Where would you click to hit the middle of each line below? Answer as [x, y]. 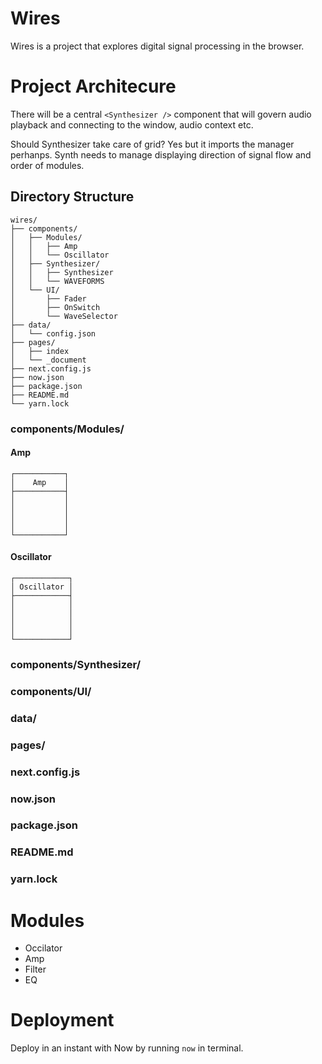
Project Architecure [93, 86]
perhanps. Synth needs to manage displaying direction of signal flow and [161, 154]
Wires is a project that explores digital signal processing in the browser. [157, 46]
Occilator [43, 948]
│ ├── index [40, 351]
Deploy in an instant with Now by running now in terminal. [127, 1048]
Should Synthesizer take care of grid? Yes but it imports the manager [152, 144]
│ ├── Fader [48, 298]
